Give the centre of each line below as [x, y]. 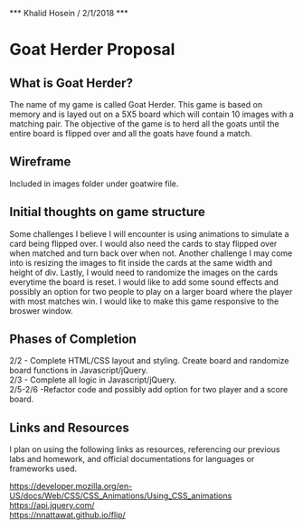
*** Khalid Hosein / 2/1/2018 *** [69, 13]
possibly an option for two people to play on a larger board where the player [151, 291]
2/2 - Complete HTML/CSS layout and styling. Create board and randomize [149, 361]
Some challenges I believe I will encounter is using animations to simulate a [149, 233]
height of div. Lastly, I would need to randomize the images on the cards [144, 272]
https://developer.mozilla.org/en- [71, 486]
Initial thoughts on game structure [108, 212]
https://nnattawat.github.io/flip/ [68, 515]
